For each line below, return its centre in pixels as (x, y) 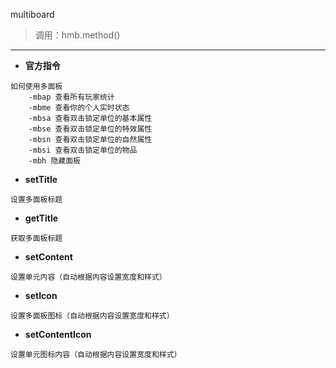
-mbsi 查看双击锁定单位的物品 (83, 150)
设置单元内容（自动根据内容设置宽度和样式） (88, 277)
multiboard (32, 14)
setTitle (41, 179)
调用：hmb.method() (77, 35)
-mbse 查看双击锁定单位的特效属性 (90, 129)
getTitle (41, 218)
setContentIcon (58, 334)
